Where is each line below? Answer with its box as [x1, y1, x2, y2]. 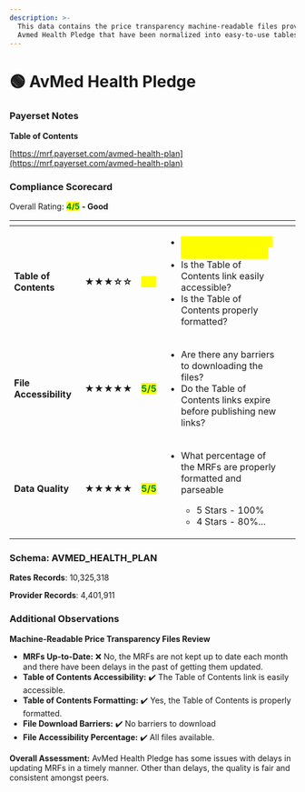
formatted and [181, 472, 242, 485]
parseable [181, 484, 224, 496]
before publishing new [181, 406, 277, 418]
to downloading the [181, 360, 263, 373]
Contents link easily [181, 270, 265, 283]
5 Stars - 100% [196, 504, 265, 516]
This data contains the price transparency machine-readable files [17, 22, 279, 31]
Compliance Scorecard [9, 180, 113, 193]
